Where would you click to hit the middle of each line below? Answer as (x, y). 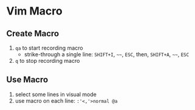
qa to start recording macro (49, 48)
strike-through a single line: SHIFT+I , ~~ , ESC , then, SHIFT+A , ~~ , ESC (107, 54)
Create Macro (33, 34)
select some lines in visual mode (56, 94)
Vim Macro (34, 11)
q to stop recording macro (47, 61)
